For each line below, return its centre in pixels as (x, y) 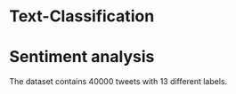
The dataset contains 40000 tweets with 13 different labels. (118, 82)
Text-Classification (82, 16)
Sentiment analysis (82, 57)
